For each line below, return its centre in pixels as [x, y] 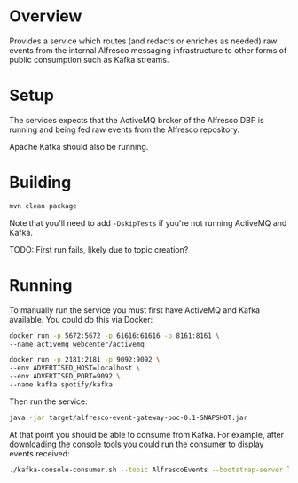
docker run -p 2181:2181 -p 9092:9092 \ [85, 360]
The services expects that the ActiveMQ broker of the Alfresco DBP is [137, 120]
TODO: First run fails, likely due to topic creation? [99, 249]
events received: [39, 453]
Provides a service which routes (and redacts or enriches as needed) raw [143, 41]
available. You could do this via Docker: [81, 319]
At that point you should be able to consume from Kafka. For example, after [147, 434]
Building [40, 183]
